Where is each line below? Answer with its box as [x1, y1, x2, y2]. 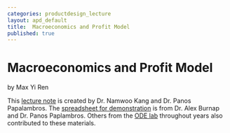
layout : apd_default [7, 17, 68, 24]
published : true [7, 29, 55, 37]
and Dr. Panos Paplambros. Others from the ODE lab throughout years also [7, 111, 223, 120]
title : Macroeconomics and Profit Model [7, 23, 130, 30]
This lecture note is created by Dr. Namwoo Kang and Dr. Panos [7, 97, 191, 105]
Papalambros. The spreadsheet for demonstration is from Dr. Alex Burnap [7, 104, 219, 113]
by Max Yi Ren [7, 83, 49, 92]
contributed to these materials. [7, 119, 96, 127]
